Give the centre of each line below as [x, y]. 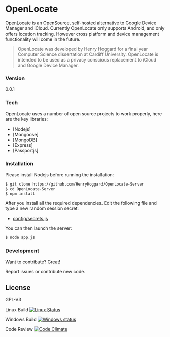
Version [15, 78]
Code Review [19, 329]
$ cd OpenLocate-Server [30, 189]
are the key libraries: [27, 119]
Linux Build [17, 310]
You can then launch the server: [39, 228]
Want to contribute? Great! [33, 262]
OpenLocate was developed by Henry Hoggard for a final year [83, 49]
